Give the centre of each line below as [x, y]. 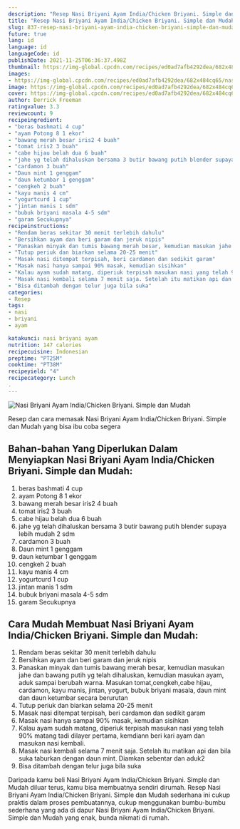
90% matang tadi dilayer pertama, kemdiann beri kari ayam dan [111, 736]
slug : [16, 27]
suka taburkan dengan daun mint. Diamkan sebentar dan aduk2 [111, 758]
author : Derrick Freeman [45, 101]
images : [20, 73]
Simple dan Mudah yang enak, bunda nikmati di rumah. [89, 818]
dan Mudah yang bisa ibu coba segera [64, 426]
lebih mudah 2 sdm [47, 534]
